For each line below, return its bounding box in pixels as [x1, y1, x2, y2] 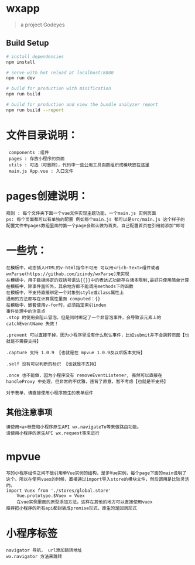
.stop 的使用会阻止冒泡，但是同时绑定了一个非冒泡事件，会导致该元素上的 [6, 314, 162, 320]
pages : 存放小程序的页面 [8, 156, 65, 162]
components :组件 [8, 149, 49, 155]
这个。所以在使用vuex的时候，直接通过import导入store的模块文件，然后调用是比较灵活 [6, 477, 189, 482]
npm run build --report [6, 107, 64, 113]
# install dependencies [6, 53, 64, 60]
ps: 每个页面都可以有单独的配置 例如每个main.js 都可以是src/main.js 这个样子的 [6, 216, 186, 222]
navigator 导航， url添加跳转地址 [6, 547, 83, 553]
